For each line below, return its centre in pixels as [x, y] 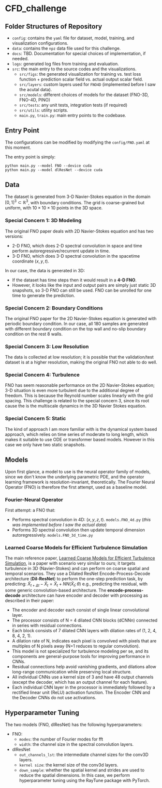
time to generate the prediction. [44, 295]
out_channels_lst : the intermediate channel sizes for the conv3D [84, 755]
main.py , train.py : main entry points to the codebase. [73, 115]
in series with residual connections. [47, 625]
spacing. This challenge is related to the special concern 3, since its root [77, 401]
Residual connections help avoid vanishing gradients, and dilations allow [84, 666]
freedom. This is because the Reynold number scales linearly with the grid [79, 395]
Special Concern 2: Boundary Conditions [54, 308]
